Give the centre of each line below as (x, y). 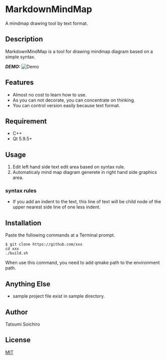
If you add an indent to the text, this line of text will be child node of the (87, 202)
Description (24, 39)
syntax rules (21, 191)
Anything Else (28, 284)
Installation (23, 223)
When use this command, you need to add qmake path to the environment (83, 263)
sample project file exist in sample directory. (59, 296)
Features (19, 83)
